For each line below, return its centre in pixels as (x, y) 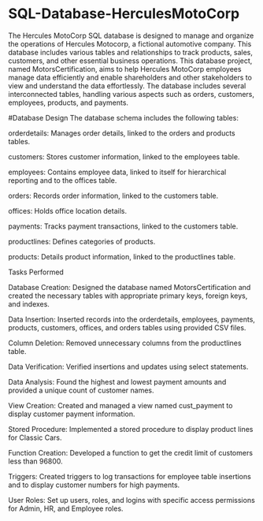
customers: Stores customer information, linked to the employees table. (124, 156)
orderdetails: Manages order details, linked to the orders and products (122, 133)
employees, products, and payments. (68, 102)
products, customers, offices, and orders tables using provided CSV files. (127, 327)
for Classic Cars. (35, 437)
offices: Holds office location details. (68, 210)
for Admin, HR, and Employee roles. (66, 508)
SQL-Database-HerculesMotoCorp (124, 14)
